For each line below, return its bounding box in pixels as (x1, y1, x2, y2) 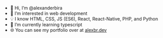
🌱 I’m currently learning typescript (10, 22, 83, 28)
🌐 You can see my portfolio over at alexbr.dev (10, 27, 107, 33)
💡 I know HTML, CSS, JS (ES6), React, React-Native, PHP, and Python (10, 16, 158, 22)
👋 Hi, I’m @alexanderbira (10, 5, 63, 11)
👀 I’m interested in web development (10, 10, 88, 16)
